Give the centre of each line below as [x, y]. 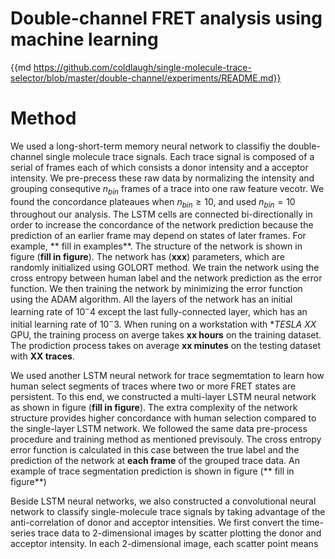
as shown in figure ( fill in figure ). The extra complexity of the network [154, 407]
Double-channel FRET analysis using [166, 18]
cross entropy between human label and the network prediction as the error [166, 278]
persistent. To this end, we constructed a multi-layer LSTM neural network [163, 396]
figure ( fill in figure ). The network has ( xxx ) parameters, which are [147, 257]
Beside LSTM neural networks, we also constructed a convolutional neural [163, 501]
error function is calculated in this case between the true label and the [155, 449]
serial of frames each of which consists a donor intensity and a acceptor [159, 167]
